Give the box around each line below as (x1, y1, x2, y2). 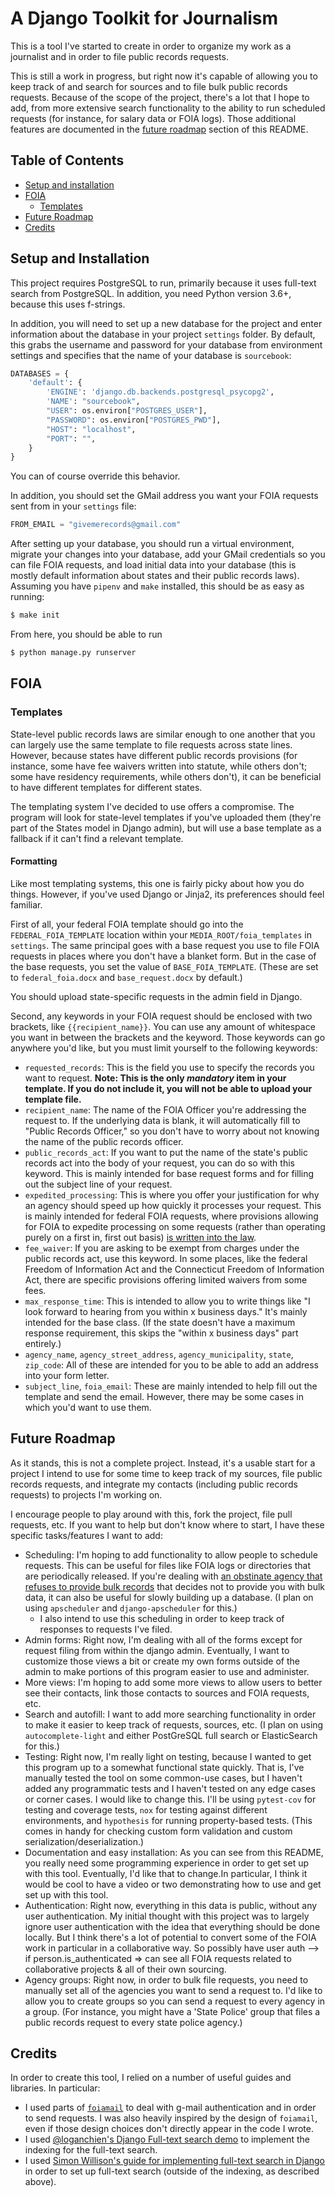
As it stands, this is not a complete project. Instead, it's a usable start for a (10, 1457, 316, 1469)
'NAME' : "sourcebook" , (46, 397, 141, 407)
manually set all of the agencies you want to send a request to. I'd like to (24, 1984, 323, 1996)
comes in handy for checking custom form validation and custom (24, 1825, 293, 1837)
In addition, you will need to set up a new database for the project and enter (10, 317, 323, 329)
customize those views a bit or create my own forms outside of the (24, 1655, 300, 1667)
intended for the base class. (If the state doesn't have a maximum (24, 1316, 296, 1328)
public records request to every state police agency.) (24, 2016, 243, 2028)
